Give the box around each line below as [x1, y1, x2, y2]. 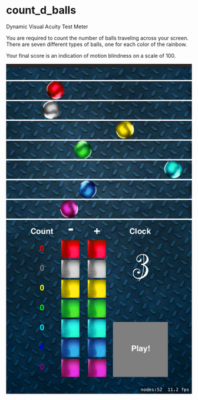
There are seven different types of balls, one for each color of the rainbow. [6, 41, 187, 48]
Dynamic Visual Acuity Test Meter [6, 23, 88, 30]
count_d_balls [6, 4, 77, 17]
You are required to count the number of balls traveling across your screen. [6, 34, 189, 41]
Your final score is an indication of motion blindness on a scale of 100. [6, 52, 176, 59]
